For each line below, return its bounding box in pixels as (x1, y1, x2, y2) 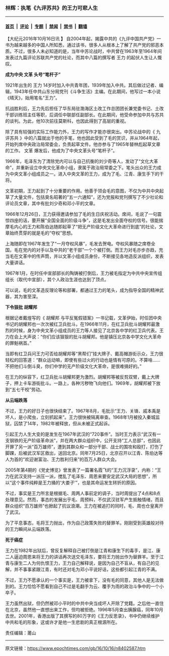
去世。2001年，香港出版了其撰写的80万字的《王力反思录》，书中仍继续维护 (5, 613, 160, 619)
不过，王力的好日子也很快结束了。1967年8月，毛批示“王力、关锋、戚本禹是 (5, 407, 161, 414)
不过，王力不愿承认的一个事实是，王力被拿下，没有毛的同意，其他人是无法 (5, 577, 159, 583)
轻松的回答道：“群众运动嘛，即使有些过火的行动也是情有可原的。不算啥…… (5, 357, 160, 363)
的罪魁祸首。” (5, 340, 32, 346)
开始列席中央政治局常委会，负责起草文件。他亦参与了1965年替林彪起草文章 (5, 141, 161, 147)
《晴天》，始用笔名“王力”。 (5, 95, 60, 101)
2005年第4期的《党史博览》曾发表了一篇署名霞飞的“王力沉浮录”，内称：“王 (5, 467, 162, 473)
